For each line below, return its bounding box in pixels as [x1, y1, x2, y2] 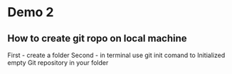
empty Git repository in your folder [7, 58, 109, 67]
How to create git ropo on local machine [7, 32, 187, 44]
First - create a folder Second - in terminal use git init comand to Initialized [7, 51, 226, 59]
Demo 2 [7, 4, 54, 20]
